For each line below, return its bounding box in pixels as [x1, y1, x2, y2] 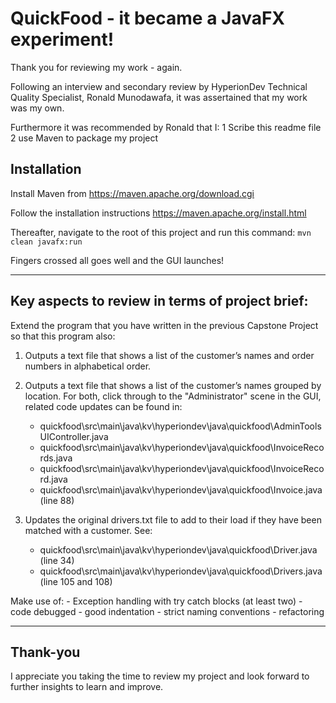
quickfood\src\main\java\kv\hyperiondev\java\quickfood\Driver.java [39, 543, 318, 556]
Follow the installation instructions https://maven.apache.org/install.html [10, 207, 307, 219]
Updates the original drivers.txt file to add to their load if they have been [24, 513, 322, 526]
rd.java [39, 473, 68, 485]
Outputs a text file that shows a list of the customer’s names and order [24, 349, 315, 361]
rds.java [39, 452, 73, 464]
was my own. [10, 102, 65, 114]
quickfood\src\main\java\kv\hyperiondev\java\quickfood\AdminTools [39, 420, 322, 432]
